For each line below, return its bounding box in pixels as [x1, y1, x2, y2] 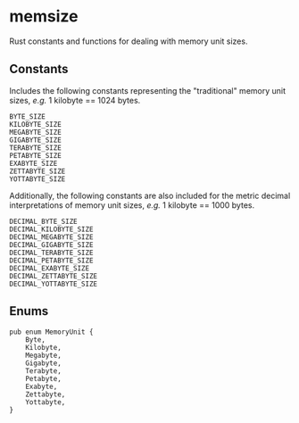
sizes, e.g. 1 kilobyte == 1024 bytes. [9, 95, 141, 105]
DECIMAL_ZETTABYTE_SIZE [9, 271, 98, 280]
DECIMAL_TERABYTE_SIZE [9, 248, 94, 257]
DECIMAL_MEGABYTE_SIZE [9, 232, 94, 242]
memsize [9, 6, 79, 27]
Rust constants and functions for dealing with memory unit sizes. [9, 36, 248, 46]
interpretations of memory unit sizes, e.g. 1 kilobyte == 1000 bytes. [9, 199, 255, 211]
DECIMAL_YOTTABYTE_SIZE [9, 279, 98, 288]
